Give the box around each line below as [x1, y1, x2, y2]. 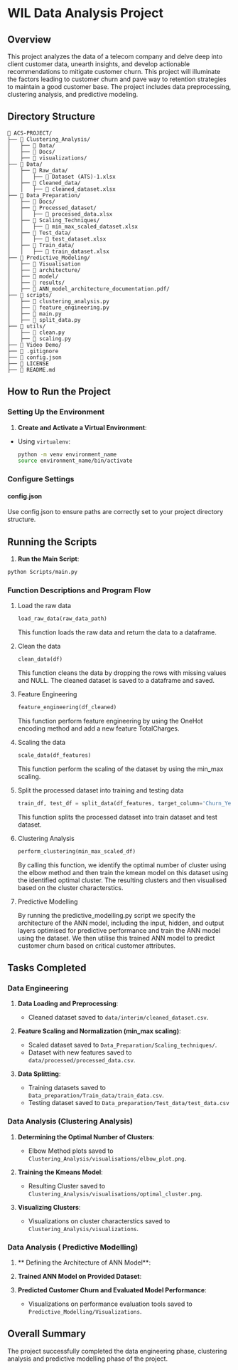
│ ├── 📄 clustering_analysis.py [7, 298, 110, 305]
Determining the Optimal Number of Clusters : [17, 1132, 155, 1141]
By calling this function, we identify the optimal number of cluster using [17, 860, 227, 869]
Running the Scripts [7, 535, 97, 548]
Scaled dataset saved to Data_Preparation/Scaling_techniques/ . [28, 1041, 217, 1050]
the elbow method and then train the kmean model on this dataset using [17, 868, 229, 877]
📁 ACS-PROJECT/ [7, 130, 53, 137]
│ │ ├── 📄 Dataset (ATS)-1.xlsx [7, 173, 116, 180]
